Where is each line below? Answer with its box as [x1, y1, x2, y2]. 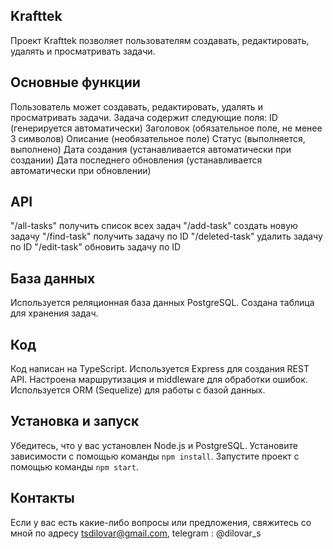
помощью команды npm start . [10, 460, 139, 473]
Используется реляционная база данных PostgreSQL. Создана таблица [10, 297, 315, 309]
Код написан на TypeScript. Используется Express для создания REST [10, 363, 310, 375]
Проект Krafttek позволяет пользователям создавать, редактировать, [10, 34, 310, 46]
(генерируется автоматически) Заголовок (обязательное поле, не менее [10, 122, 323, 134]
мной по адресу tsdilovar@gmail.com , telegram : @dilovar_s [10, 527, 262, 539]
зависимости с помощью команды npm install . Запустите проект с [10, 450, 300, 462]
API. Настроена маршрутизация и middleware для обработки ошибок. [10, 374, 308, 386]
